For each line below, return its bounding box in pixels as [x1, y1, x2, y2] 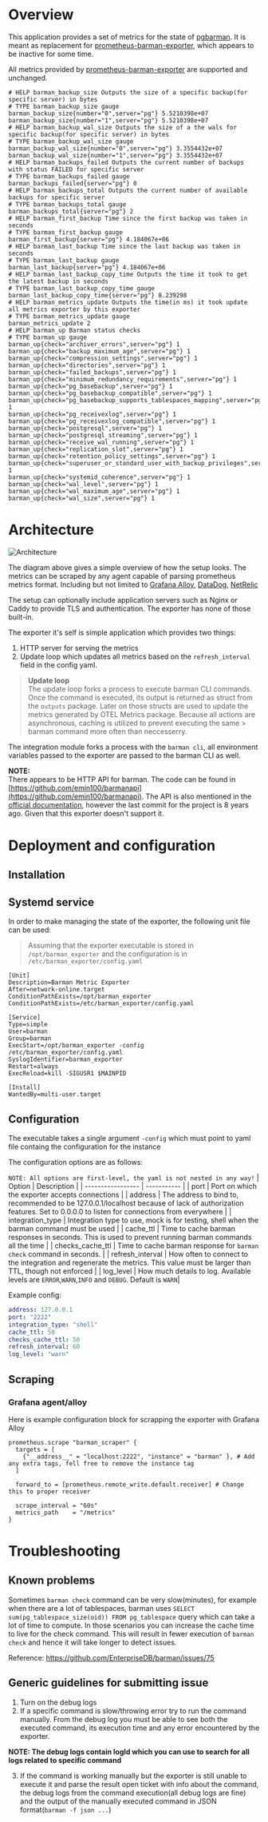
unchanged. [8, 73, 48, 82]
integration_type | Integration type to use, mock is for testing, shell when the [8, 1215, 259, 1225]
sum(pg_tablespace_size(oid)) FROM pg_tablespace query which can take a [8, 1612, 255, 1621]
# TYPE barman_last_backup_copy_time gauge [8, 284, 156, 293]
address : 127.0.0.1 [8, 1306, 73, 1314]
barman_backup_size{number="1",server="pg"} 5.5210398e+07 [8, 116, 209, 125]
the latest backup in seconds [8, 277, 109, 285]
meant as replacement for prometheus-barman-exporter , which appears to [8, 40, 254, 50]
